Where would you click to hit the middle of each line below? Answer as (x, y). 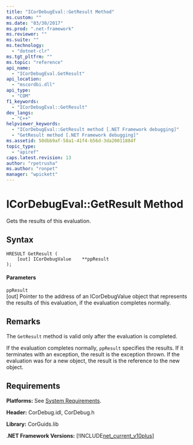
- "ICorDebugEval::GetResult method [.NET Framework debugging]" (96, 130)
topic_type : (21, 146)
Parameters (21, 277)
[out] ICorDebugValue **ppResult (63, 259)
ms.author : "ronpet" (32, 169)
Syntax (20, 240)
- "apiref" (25, 152)
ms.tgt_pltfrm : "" (29, 57)
